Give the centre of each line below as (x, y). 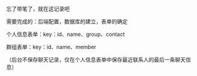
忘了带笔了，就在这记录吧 (38, 9)
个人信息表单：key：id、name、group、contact (66, 34)
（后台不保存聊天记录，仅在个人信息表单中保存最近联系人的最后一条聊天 (96, 60)
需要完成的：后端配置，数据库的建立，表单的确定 (67, 22)
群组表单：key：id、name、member (51, 47)
